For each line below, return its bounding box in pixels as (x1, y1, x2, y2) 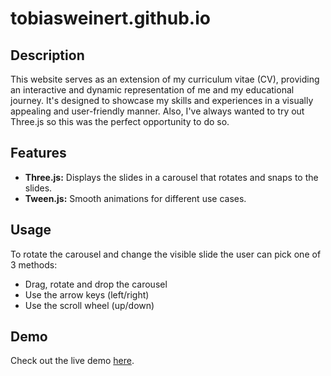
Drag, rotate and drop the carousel (24, 278, 168, 290)
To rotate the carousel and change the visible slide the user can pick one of (10, 248, 322, 260)
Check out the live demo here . (10, 355, 135, 367)
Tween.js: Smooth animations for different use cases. (24, 192, 247, 204)
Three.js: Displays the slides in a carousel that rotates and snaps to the (24, 171, 319, 183)
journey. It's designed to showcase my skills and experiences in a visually (10, 95, 314, 106)
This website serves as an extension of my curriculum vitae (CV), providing (10, 73, 320, 85)
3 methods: (10, 258, 58, 271)
